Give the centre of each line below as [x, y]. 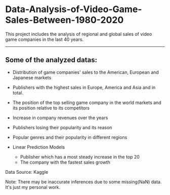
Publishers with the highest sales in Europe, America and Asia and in [84, 87]
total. [18, 92]
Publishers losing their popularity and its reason [62, 127]
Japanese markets [32, 77]
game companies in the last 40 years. [45, 39]
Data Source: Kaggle [27, 172]
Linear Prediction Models [38, 147]
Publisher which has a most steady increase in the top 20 [80, 157]
